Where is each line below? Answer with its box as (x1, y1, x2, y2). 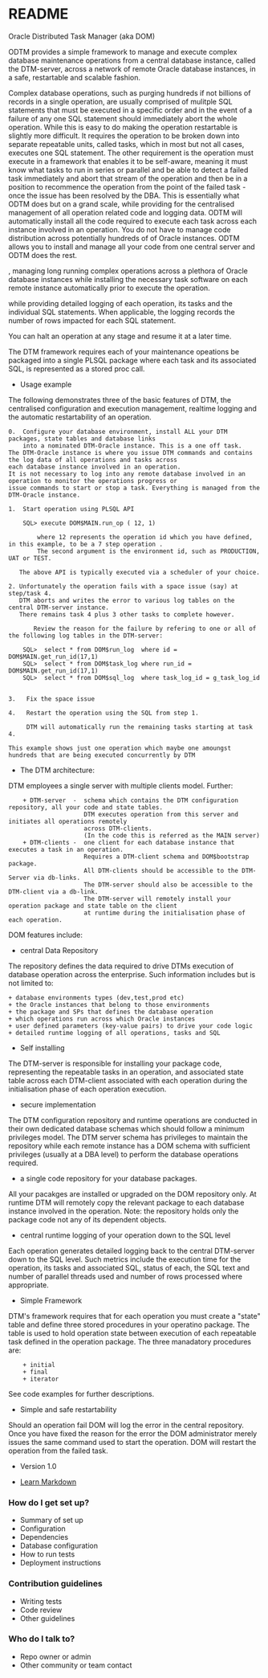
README (8, 5, 69, 23)
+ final (22, 1368, 48, 1376)
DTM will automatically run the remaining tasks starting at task (26, 722, 253, 731)
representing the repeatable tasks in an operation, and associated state (8, 1066, 245, 1077)
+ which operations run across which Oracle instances (8, 1014, 196, 1023)
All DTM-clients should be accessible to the (83, 866, 239, 874)
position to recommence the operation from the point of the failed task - (8, 182, 246, 191)
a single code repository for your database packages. (19, 1173, 198, 1183)
